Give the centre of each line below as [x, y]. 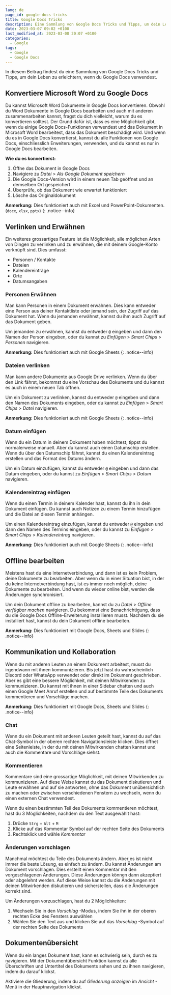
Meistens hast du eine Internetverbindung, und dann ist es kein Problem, [81, 573]
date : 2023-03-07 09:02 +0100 [37, 29]
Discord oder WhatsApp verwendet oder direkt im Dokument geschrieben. [83, 675]
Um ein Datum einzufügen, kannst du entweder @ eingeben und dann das [82, 468]
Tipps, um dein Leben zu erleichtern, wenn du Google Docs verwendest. [81, 77]
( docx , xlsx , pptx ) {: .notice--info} [40, 211]
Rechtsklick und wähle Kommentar [49, 834]
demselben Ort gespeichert [41, 185]
